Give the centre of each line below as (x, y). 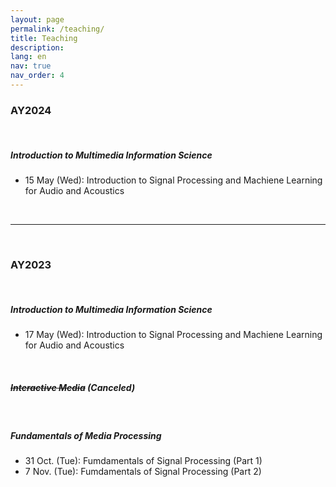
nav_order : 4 (37, 76)
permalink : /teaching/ (57, 29)
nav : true (31, 66)
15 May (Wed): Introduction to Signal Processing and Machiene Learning (173, 180)
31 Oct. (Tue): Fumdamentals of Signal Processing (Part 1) (143, 461)
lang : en (28, 57)
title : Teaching (44, 38)
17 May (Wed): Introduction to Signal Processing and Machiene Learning (173, 335)
